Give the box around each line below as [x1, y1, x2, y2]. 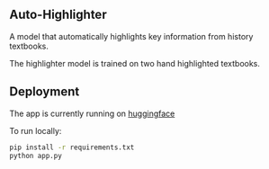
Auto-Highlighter [9, 7, 107, 22]
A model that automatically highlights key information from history [9, 31, 254, 41]
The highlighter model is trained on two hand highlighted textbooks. [9, 58, 261, 68]
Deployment [9, 84, 80, 100]
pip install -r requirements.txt [9, 143, 135, 152]
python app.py [9, 151, 63, 160]
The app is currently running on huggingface [9, 108, 175, 119]
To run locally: [9, 125, 62, 136]
